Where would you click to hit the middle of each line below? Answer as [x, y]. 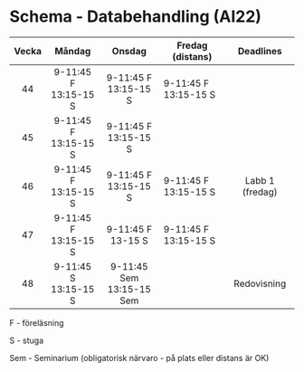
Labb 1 [260, 180]
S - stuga [26, 340]
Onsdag [129, 51]
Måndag [72, 51]
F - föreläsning [37, 322]
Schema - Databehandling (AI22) [136, 17]
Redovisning [260, 283]
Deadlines [260, 51]
